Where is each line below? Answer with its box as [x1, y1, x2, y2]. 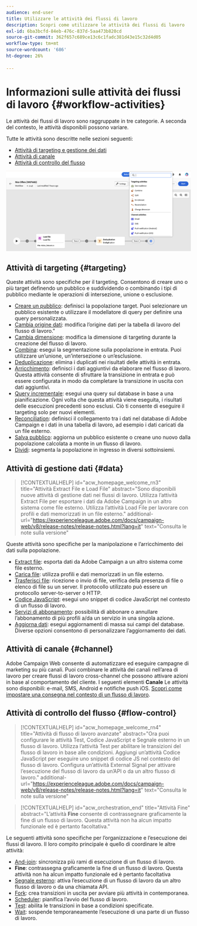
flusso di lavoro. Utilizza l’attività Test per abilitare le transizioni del [20, 742, 181, 749]
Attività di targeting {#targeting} [6, 263, 127, 273]
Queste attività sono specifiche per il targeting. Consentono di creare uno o [6, 279, 188, 286]
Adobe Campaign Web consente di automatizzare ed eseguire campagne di [6, 660, 189, 667]
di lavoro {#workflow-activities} [6, 98, 165, 111]
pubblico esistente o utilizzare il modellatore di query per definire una [14, 309, 182, 316]
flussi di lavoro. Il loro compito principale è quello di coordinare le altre [6, 840, 176, 848]
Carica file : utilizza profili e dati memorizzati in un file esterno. [14, 570, 164, 577]
